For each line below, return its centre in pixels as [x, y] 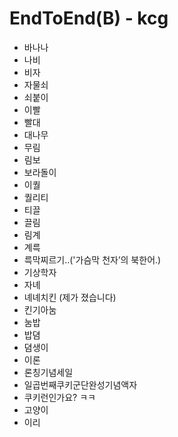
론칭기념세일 [48, 372]
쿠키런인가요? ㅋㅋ [59, 397]
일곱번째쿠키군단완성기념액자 [80, 384]
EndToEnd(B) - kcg [89, 18]
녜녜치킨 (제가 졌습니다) [70, 297]
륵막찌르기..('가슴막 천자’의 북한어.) [92, 259]
